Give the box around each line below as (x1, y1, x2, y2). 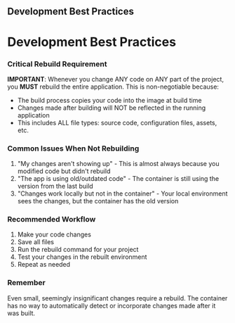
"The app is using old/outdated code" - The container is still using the (17, 175, 220, 183)
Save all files (17, 238, 55, 246)
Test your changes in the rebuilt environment (17, 253, 147, 261)
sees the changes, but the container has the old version (17, 197, 179, 205)
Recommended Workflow (7, 215, 96, 224)
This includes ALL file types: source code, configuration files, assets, (17, 118, 217, 127)
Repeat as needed (17, 260, 71, 269)
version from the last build (17, 182, 93, 191)
